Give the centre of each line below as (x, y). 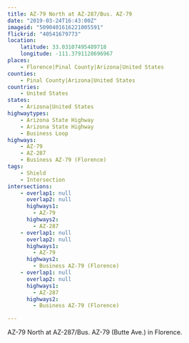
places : (19, 61)
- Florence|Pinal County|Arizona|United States (92, 67)
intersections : (30, 186)
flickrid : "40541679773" (44, 34)
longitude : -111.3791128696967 (67, 54)
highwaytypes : (29, 113)
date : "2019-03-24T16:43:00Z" (52, 21)
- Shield (33, 173)
